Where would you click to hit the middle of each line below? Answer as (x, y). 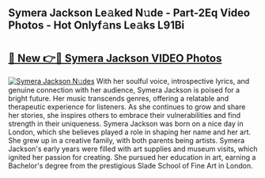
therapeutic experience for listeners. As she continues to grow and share (127, 107)
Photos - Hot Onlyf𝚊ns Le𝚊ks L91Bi (97, 26)
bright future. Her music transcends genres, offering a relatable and (119, 98)
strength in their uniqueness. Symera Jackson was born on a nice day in (126, 123)
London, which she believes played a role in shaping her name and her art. (130, 132)
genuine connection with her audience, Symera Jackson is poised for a (124, 90)
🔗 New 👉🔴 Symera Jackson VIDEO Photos (115, 58)
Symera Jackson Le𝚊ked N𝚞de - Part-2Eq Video (129, 13)
